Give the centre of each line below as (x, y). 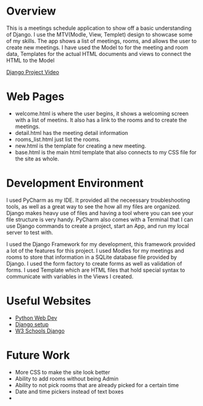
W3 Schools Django (40, 331)
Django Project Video (33, 72)
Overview (31, 11)
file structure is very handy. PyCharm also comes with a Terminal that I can (100, 219)
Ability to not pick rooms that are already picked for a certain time (97, 385)
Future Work (38, 355)
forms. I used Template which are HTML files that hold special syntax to (96, 270)
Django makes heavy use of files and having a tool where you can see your (100, 213)
